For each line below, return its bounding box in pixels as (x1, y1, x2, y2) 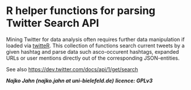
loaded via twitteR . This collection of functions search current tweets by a (6, 42, 185, 49)
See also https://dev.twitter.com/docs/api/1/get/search (6, 65, 138, 72)
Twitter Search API (6, 16, 99, 30)
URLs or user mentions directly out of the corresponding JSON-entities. (6, 54, 180, 61)
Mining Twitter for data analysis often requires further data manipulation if (6, 36, 185, 43)
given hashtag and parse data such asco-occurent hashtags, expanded (6, 48, 179, 55)
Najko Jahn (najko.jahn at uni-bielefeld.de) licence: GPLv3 (6, 77, 153, 84)
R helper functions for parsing (6, 4, 156, 18)
